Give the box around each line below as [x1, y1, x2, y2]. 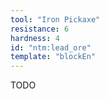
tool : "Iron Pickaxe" [10, 14, 101, 25]
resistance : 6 [10, 24, 70, 34]
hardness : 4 [10, 33, 60, 43]
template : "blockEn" [10, 52, 97, 62]
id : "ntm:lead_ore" [10, 42, 92, 53]
